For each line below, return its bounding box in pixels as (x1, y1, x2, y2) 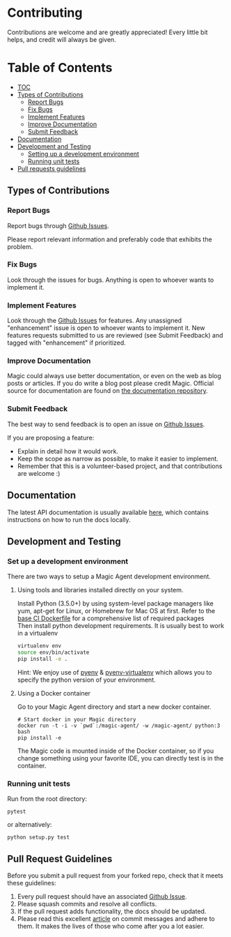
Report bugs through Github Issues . (7, 221, 109, 230)
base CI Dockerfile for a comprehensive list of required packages (17, 614, 205, 622)
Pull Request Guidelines (7, 853, 113, 864)
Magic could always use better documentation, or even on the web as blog (7, 372, 221, 380)
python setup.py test (7, 834, 70, 841)
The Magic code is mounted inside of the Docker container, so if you (17, 747, 214, 755)
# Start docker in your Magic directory (17, 716, 136, 723)
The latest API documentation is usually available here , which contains (7, 508, 209, 516)
